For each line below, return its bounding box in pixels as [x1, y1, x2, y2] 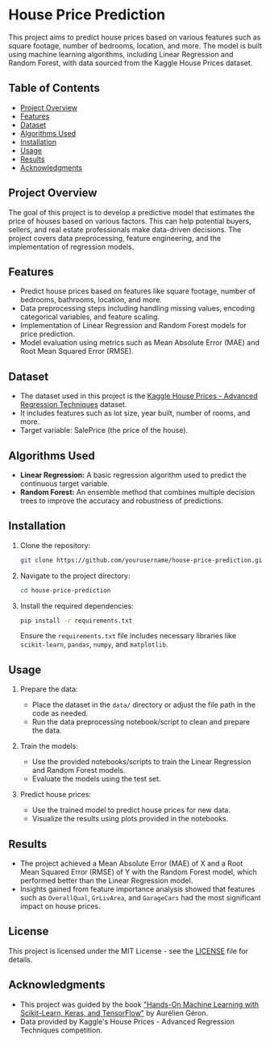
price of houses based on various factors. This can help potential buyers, [8, 216, 251, 226]
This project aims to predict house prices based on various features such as [8, 32, 261, 42]
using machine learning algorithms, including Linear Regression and [8, 49, 234, 59]
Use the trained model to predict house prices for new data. [31, 805, 231, 815]
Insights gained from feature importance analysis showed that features [19, 884, 255, 894]
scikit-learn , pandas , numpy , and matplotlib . [19, 639, 168, 650]
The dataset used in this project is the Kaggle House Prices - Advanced [19, 391, 258, 401]
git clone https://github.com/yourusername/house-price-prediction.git [19, 556, 266, 564]
